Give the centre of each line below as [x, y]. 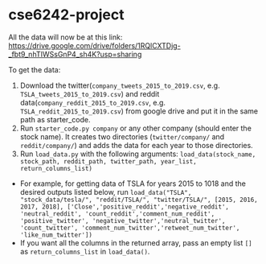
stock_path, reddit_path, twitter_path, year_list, [108, 161]
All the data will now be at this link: [65, 37]
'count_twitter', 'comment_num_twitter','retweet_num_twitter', [130, 228]
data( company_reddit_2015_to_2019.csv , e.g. [93, 102]
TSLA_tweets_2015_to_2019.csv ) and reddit [90, 93]
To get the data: [35, 69]
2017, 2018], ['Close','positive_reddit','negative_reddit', [125, 207]
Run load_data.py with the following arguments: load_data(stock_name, [138, 154]
